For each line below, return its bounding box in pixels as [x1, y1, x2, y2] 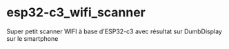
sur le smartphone [6, 34, 59, 42]
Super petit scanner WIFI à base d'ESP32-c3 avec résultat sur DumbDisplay [6, 27, 222, 35]
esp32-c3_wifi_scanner [6, 5, 146, 20]
